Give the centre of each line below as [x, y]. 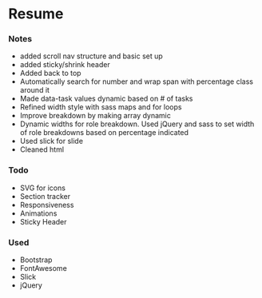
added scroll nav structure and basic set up [91, 56]
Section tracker [45, 196]
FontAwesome [44, 268]
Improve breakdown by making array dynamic [95, 116]
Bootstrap [36, 260]
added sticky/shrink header [65, 65]
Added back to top [50, 74]
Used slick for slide [52, 141]
